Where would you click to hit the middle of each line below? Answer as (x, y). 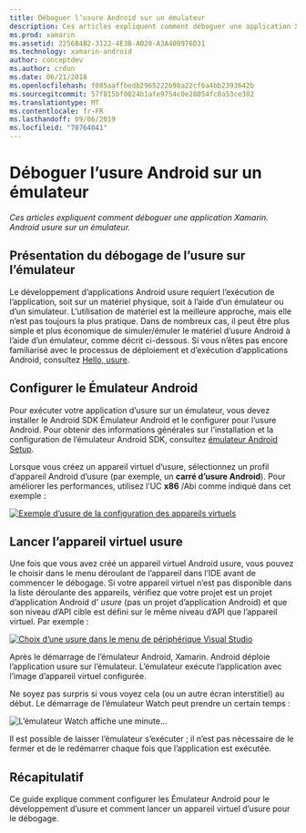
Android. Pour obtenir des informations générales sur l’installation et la (142, 430)
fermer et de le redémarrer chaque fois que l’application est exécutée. (140, 748)
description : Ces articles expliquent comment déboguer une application (150, 26)
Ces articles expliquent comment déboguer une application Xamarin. (139, 217)
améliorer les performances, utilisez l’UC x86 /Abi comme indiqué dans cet (150, 486)
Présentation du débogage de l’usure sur (127, 256)
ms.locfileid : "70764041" (58, 128)
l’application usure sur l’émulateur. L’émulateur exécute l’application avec (146, 666)
